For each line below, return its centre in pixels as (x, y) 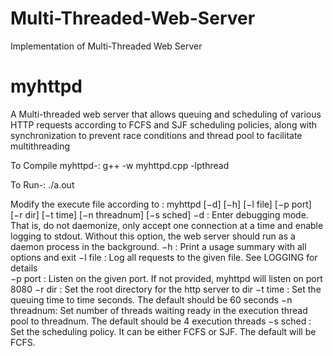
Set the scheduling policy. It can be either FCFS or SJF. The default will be (163, 331)
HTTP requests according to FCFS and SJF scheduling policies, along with (164, 124)
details (24, 268)
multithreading (40, 146)
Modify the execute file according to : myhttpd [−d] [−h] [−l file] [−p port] (161, 204)
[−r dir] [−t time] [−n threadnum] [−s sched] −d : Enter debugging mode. (159, 214)
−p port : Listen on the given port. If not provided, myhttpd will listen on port (166, 278)
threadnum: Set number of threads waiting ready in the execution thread (159, 310)
